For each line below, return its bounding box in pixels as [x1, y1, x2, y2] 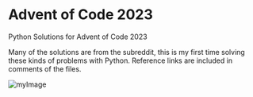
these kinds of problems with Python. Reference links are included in [8, 56, 232, 65]
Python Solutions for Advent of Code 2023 [8, 32, 148, 41]
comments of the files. [8, 64, 82, 73]
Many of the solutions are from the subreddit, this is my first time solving [8, 47, 246, 56]
